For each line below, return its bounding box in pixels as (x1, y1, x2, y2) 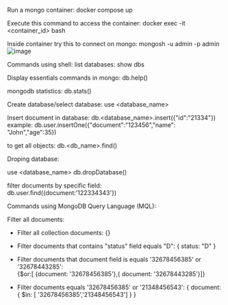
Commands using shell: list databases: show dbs (7, 60, 145, 68)
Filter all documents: (7, 216, 65, 223)
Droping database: (7, 155, 60, 163)
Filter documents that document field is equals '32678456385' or (16, 256, 202, 263)
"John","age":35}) (7, 128, 57, 136)
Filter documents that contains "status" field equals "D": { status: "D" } (16, 242, 216, 250)
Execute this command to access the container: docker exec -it (7, 19, 186, 27)
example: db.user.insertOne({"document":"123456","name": (7, 121, 176, 129)
